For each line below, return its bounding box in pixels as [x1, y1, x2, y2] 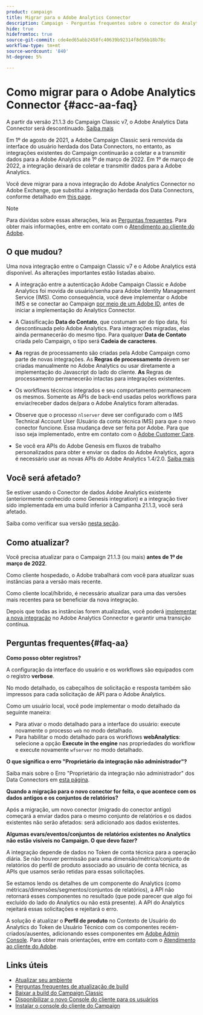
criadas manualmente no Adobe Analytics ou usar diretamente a [14, 362, 175, 370]
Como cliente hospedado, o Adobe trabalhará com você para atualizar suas [6, 572, 195, 578]
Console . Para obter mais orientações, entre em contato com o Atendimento [6, 936, 196, 944]
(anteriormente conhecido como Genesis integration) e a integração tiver [6, 495, 188, 503]
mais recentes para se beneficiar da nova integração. [6, 596, 139, 603]
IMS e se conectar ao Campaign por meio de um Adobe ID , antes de [14, 300, 185, 307]
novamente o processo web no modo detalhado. [14, 726, 134, 734]
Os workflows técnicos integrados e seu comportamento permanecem [14, 387, 192, 394]
